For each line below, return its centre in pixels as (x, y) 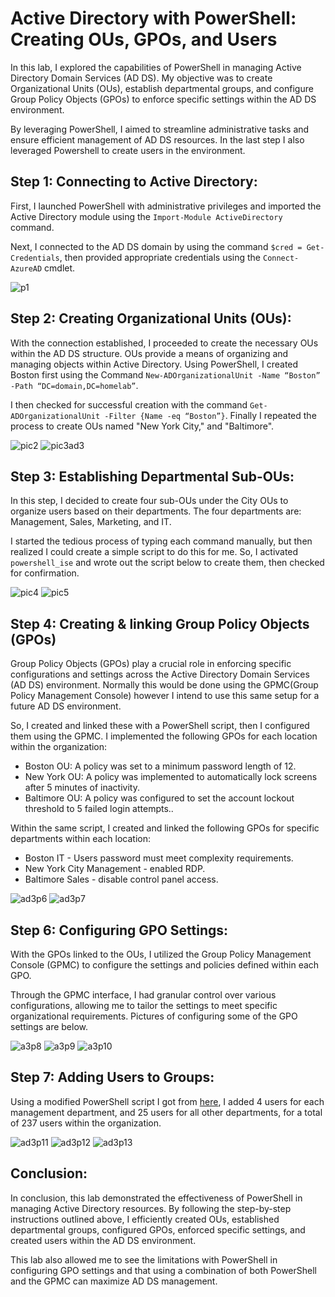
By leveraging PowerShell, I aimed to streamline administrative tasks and (160, 129)
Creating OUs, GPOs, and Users (144, 39)
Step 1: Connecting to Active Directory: (134, 182)
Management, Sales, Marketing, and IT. (91, 522)
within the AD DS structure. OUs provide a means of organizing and (149, 353)
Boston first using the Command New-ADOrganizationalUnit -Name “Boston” (165, 374)
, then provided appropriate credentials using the (160, 257)
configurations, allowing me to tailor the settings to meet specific (144, 1005)
